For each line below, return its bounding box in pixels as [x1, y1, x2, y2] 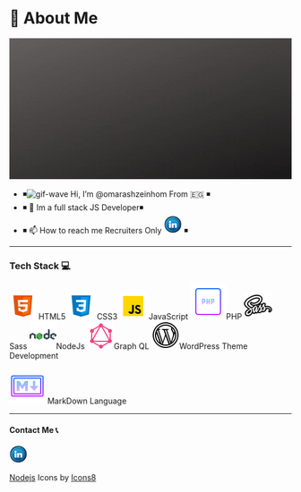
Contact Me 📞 [9, 424, 59, 435]
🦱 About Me [9, 8, 99, 29]
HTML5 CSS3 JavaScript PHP [38, 311, 243, 322]
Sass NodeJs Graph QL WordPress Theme [9, 341, 248, 352]
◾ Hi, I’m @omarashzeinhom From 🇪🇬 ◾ [21, 188, 211, 199]
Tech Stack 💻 [9, 259, 72, 272]
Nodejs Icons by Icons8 [9, 472, 97, 483]
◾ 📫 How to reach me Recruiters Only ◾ [21, 225, 189, 235]
